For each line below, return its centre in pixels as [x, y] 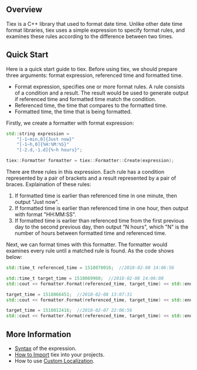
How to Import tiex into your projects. [60, 354]
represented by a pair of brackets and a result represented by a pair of [91, 178]
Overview [24, 10]
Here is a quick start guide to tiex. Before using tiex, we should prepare [92, 69]
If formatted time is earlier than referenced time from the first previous [99, 221]
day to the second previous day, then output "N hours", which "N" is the [101, 227]
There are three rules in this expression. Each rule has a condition [85, 172]
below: [14, 257]
